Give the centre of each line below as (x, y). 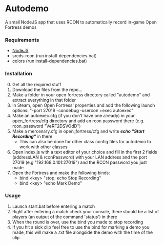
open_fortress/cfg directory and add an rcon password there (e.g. (78, 121)
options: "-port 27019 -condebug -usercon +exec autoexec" (73, 110)
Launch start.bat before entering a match (53, 206)
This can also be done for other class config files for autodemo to (85, 141)
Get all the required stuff (37, 84)
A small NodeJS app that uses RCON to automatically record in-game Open (81, 22)
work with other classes (43, 147)
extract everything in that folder (44, 100)
